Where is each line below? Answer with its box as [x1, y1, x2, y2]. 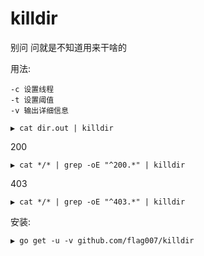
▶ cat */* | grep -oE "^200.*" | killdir [10, 160, 186, 170]
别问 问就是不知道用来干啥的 [10, 41, 127, 53]
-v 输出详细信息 [10, 105, 69, 116]
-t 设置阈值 [10, 95, 55, 105]
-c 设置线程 [10, 84, 55, 94]
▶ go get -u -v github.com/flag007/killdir [10, 235, 195, 246]
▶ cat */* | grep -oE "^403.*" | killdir [10, 197, 186, 207]
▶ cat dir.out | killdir [10, 123, 114, 133]
